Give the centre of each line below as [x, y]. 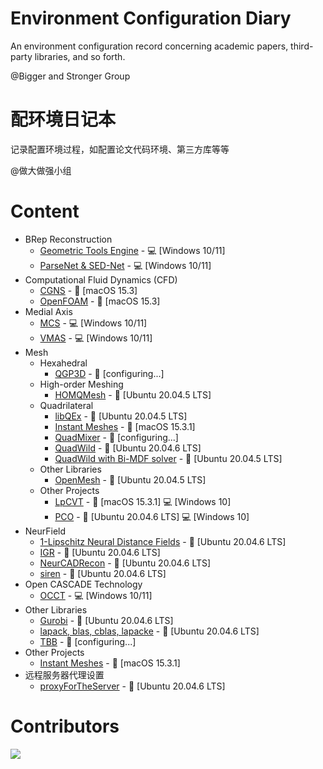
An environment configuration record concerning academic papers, [149, 46]
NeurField [45, 531]
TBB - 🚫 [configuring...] [88, 641]
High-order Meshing [81, 384]
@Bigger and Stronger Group [70, 76]
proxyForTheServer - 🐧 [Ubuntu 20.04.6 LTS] [132, 686]
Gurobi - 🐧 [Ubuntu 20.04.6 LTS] [106, 620]
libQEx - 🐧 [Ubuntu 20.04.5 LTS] [121, 416]
